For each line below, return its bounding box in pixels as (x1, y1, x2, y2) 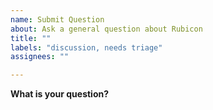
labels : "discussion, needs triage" (10, 42, 163, 53)
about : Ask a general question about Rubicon (10, 24, 203, 34)
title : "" (10, 33, 52, 43)
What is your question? (10, 88, 110, 100)
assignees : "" (10, 52, 70, 62)
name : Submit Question (10, 14, 105, 25)
